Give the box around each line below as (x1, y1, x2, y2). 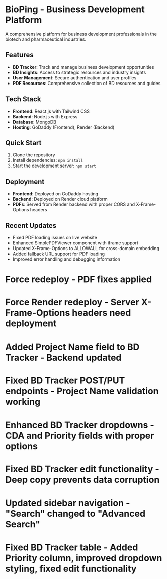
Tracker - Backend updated (5, 352, 122, 363)
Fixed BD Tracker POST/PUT (5, 375, 125, 386)
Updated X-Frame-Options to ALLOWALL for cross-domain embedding (12, 245, 160, 251)
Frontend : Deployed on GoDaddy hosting (12, 191, 99, 197)
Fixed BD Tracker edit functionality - (5, 464, 159, 475)
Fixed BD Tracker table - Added (5, 542, 138, 553)
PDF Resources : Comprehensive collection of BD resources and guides (12, 80, 161, 86)
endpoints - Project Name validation (5, 385, 159, 397)
